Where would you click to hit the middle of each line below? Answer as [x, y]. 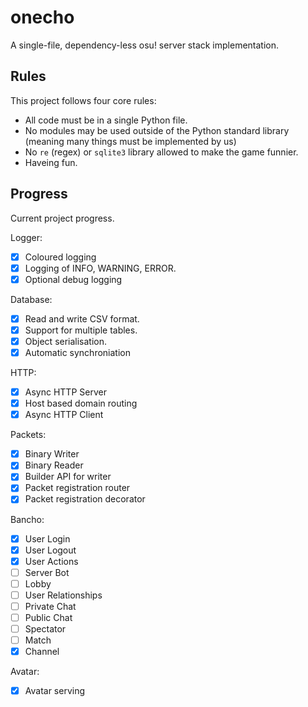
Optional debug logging [73, 279]
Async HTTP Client [64, 415]
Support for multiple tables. [81, 330]
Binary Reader [54, 465]
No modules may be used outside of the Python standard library [157, 130]
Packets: [28, 435]
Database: [31, 299]
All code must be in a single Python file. [106, 120]
